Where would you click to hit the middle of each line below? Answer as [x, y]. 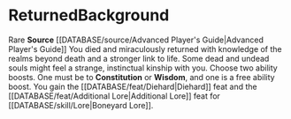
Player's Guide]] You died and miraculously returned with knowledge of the [145, 48]
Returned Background [89, 15]
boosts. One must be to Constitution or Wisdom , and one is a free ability [142, 77]
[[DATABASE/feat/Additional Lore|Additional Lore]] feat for [114, 96]
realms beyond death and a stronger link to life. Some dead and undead [139, 58]
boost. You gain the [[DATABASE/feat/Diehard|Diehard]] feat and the [133, 86]
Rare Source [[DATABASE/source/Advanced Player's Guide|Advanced [136, 40]
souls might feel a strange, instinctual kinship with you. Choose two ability [143, 68]
